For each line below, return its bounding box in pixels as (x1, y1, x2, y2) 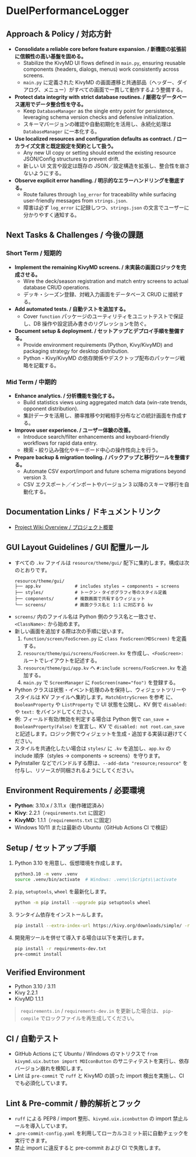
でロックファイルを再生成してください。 (40, 1015, 138, 1022)
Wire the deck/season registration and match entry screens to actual (23, 277, 188, 285)
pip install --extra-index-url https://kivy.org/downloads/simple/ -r (14, 923, 190, 929)
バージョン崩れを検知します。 (14, 1065, 86, 1072)
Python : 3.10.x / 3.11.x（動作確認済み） (14, 802, 107, 809)
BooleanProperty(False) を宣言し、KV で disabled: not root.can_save (14, 722, 185, 730)
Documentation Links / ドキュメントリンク (6, 507, 162, 517)
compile (20, 1016, 39, 1022)
